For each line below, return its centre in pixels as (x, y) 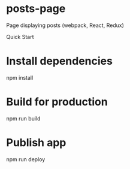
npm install (20, 77)
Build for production (57, 102)
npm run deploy (26, 159)
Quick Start (20, 37)
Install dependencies (59, 61)
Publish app (36, 143)
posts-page (36, 9)
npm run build (23, 118)
